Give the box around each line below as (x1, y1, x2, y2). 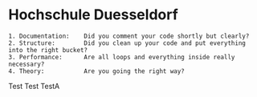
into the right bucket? (8, 46, 88, 54)
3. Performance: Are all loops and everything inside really (8, 53, 235, 61)
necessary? (8, 60, 45, 68)
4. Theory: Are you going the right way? (8, 67, 185, 75)
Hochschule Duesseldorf (8, 6, 178, 24)
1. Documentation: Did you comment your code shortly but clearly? (8, 32, 250, 40)
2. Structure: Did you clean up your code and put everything (8, 38, 247, 47)
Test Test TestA (8, 81, 60, 91)
